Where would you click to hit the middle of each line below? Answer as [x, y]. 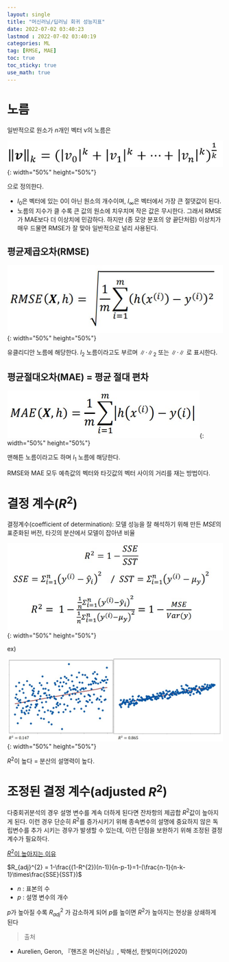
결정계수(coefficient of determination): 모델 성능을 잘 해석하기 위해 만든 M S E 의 [114, 524]
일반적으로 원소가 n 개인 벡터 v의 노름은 [59, 130]
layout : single [29, 14]
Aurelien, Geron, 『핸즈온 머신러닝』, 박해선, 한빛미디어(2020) [102, 951]
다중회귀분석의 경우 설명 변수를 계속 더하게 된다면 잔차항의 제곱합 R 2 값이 [104, 812]
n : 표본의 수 [33, 889]
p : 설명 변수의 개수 [43, 897]
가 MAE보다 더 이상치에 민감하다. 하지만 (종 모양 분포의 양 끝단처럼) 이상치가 [119, 219]
